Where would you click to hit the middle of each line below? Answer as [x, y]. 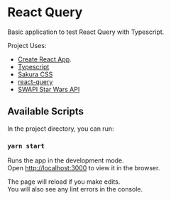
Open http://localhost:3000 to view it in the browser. [84, 168]
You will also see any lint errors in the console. [75, 189]
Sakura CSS [35, 74]
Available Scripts [45, 111]
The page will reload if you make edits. [64, 182]
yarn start [26, 146]
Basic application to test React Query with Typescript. [86, 32]
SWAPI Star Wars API [49, 89]
